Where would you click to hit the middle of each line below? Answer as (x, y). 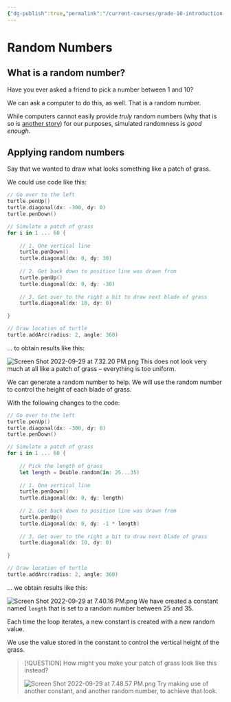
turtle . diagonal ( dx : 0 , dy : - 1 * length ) (80, 524)
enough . (19, 131)
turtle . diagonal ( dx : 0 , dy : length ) (72, 498)
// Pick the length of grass (61, 466)
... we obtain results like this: (47, 587)
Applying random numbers (66, 152)
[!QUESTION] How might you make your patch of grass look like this (120, 663)
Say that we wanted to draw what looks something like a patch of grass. (109, 169)
